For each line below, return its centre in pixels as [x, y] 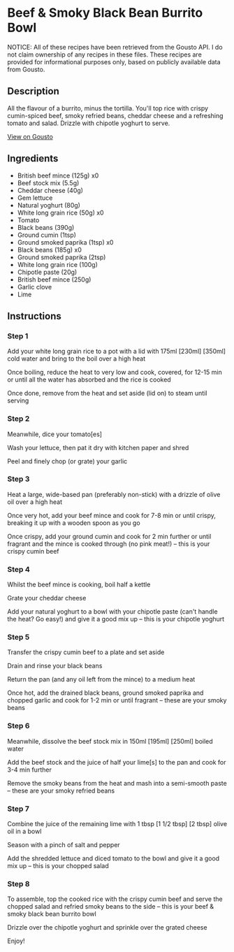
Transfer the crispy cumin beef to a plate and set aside [86, 652]
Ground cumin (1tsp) [47, 235]
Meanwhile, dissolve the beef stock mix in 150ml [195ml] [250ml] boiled [110, 741]
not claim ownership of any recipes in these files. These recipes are [105, 55]
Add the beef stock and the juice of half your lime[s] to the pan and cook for [117, 762]
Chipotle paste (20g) [47, 272]
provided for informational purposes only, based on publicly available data [114, 62]
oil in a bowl [24, 831]
